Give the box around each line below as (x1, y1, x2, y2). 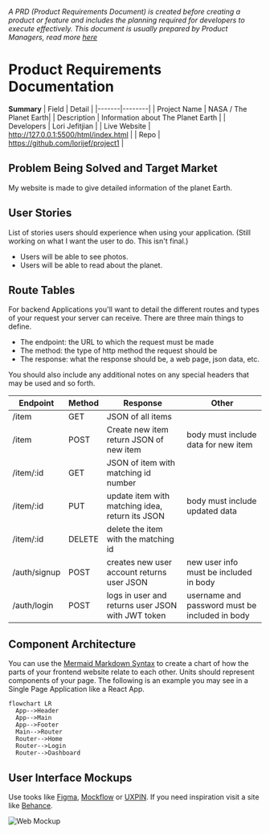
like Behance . (8, 801, 54, 810)
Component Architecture (8, 637, 137, 651)
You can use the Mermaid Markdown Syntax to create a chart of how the (8, 659, 249, 668)
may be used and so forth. (8, 378, 96, 388)
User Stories (8, 206, 72, 220)
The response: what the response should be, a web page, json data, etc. (19, 354, 260, 364)
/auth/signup (12, 566, 61, 578)
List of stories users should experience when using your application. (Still (8, 227, 252, 237)
